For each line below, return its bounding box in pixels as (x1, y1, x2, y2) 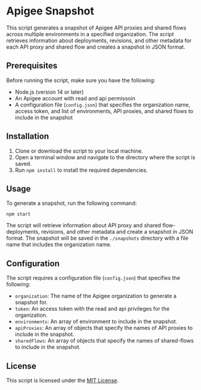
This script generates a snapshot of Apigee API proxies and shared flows (6, 24, 187, 31)
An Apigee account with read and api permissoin (14, 94, 136, 102)
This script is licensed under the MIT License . (6, 377, 119, 384)
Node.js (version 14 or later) (14, 88, 84, 96)
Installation (6, 131, 49, 142)
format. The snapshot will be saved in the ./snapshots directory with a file (6, 234, 189, 242)
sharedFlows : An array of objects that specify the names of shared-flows (14, 337, 194, 344)
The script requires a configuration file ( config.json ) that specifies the (6, 275, 181, 282)
